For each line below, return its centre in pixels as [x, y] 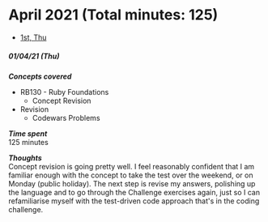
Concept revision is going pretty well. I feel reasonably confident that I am [132, 166]
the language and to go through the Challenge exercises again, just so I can [134, 192]
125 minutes [28, 142]
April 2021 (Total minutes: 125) [113, 15]
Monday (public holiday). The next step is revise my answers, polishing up [132, 183]
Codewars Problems [66, 117]
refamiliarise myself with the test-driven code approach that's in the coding [134, 201]
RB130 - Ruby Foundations [64, 92]
